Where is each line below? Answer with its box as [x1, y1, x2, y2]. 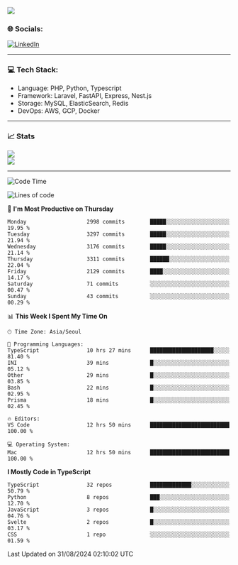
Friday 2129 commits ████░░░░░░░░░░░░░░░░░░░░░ [7, 268, 230, 275]
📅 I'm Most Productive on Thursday [7, 204, 114, 213]
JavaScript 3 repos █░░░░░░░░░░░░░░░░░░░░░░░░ [7, 506, 230, 513]
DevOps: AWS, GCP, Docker [17, 106, 101, 115]
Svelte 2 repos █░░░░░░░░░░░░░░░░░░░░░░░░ [7, 518, 230, 525]
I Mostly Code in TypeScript [7, 467, 91, 476]
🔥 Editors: [7, 415, 40, 422]
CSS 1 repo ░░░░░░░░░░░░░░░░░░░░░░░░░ [7, 531, 230, 538]
